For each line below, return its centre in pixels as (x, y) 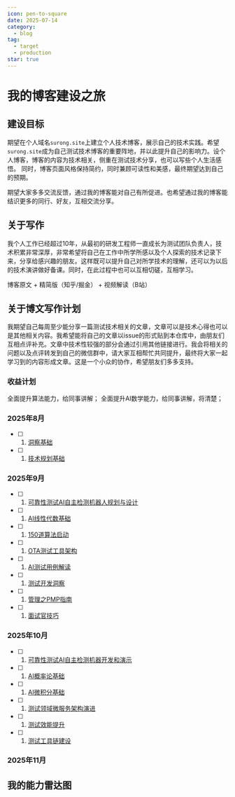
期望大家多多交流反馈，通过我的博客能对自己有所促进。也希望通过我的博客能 (117, 192)
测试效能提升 (46, 724)
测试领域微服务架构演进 (62, 708)
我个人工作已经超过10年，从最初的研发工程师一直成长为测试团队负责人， (112, 243)
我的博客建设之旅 (57, 96)
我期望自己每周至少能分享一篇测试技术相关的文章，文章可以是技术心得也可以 (117, 327)
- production (33, 53)
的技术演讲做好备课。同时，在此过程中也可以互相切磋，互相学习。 (102, 270)
